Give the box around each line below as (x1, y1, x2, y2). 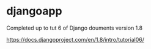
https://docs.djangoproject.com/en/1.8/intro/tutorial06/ (6, 36, 145, 43)
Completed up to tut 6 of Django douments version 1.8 (6, 24, 142, 31)
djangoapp (6, 4, 62, 18)
